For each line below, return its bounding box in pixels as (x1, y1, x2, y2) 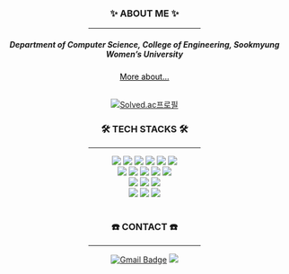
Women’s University (105, 49, 184, 59)
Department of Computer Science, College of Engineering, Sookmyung (9, 39, 280, 49)
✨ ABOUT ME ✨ (109, 7, 180, 20)
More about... (119, 71, 170, 83)
